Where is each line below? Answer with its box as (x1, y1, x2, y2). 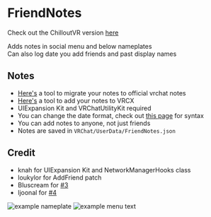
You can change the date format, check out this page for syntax (17, 111, 204, 119)
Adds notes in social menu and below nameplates (7, 42, 152, 50)
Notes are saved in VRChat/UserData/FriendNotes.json (17, 126, 176, 135)
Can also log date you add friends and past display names (7, 49, 177, 58)
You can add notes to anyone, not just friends (17, 119, 151, 127)
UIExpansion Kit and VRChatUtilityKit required (17, 104, 152, 112)
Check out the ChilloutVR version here (7, 28, 119, 37)
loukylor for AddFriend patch (17, 173, 102, 182)
